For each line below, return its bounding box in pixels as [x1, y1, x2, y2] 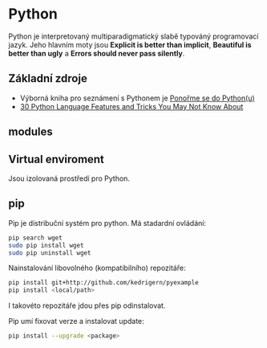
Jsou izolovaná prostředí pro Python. [8, 174, 131, 183]
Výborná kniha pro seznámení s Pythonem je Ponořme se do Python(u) [19, 93, 255, 103]
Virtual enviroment [8, 152, 104, 166]
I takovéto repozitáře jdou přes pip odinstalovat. [8, 301, 166, 310]
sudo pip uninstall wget [8, 248, 91, 257]
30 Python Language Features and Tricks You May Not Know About [19, 101, 244, 111]
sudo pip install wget [8, 241, 84, 249]
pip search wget [8, 234, 63, 242]
